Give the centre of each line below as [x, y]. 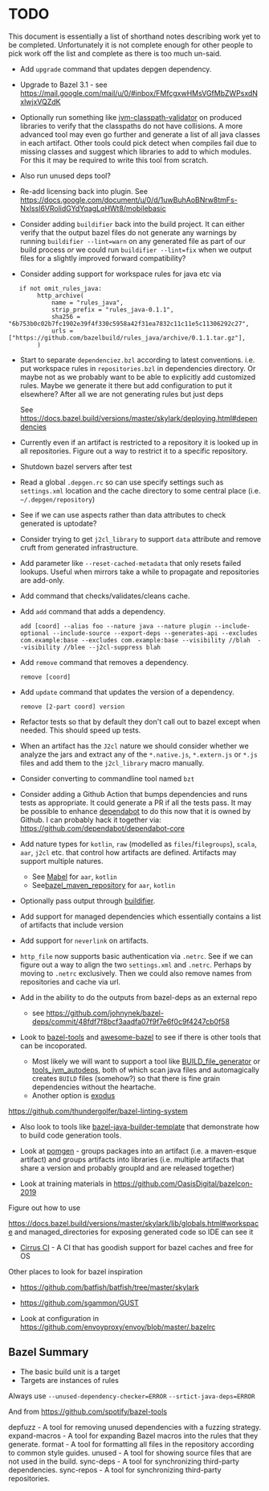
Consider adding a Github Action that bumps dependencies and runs [133, 794]
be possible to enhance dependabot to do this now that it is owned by [135, 811]
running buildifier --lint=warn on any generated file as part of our [133, 241]
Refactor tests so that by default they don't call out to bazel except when [140, 721]
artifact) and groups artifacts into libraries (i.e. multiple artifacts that [132, 1159]
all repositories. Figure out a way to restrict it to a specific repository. [134, 451]
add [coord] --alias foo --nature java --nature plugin [115, 626]
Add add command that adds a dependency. [93, 611]
